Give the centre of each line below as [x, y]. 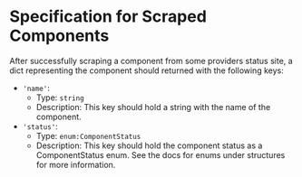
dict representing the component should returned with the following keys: [146, 70]
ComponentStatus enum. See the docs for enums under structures [161, 154]
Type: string [60, 98]
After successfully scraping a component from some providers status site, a [151, 61]
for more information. [76, 164]
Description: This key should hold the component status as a [149, 145]
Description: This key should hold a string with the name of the [153, 107]
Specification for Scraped [108, 17]
